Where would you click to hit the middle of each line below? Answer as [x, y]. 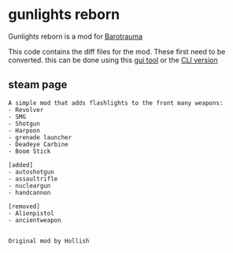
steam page [38, 85]
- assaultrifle [33, 179]
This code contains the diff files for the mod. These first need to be [117, 51]
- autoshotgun [31, 172]
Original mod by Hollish [49, 241]
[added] [21, 165]
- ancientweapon [35, 220]
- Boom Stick [30, 151]
